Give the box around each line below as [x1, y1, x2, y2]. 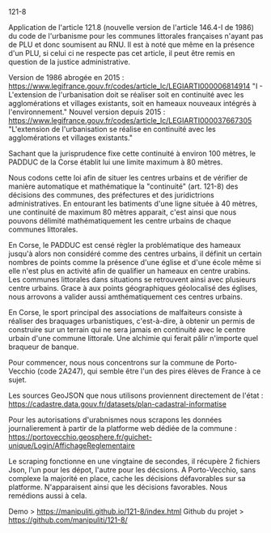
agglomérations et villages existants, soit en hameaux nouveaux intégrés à [8, 99, 257, 108]
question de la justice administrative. [8, 57, 131, 66]
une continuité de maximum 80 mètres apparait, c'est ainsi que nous [8, 207, 237, 217]
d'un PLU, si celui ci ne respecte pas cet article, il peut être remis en [8, 49, 235, 58]
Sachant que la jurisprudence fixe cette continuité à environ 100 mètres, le [8, 149, 256, 158]
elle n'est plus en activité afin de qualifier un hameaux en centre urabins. [8, 266, 251, 275]
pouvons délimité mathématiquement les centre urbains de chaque [8, 216, 232, 225]
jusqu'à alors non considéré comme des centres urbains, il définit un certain [8, 249, 262, 258]
